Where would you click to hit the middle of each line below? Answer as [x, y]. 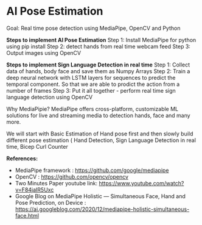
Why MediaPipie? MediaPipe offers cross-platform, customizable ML [92, 109]
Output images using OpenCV [44, 52]
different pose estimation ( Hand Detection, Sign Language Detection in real [101, 140]
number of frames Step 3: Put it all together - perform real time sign [91, 90]
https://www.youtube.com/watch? [141, 183]
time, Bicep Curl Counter [37, 146]
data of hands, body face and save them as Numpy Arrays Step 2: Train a [98, 71]
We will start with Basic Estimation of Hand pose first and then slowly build [100, 134]
